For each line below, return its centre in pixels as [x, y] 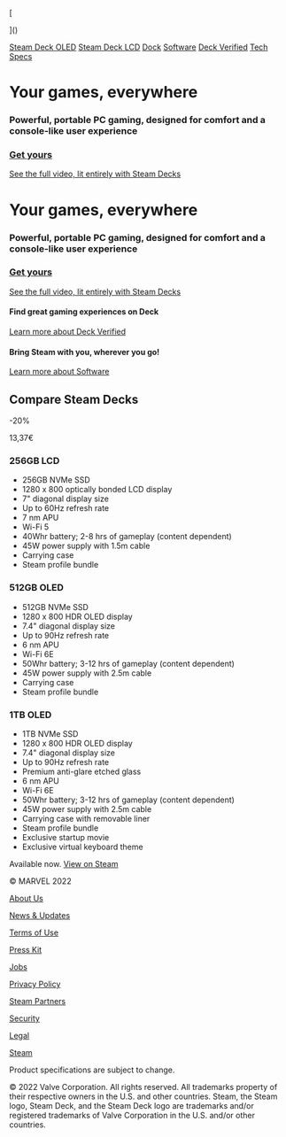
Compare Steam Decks [74, 399]
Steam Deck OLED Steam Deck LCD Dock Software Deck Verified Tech [139, 47]
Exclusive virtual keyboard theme [82, 847]
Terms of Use [34, 932]
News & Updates [40, 915]
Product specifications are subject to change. [92, 1070]
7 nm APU [40, 518]
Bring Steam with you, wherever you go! [85, 352]
